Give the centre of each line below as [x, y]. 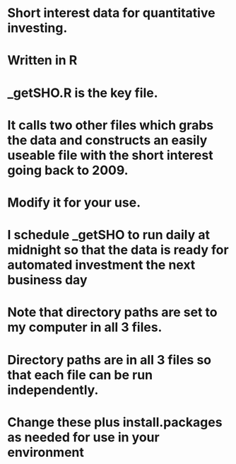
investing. [37, 28]
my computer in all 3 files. [85, 327]
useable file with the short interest [110, 155]
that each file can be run [80, 375]
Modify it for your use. [74, 202]
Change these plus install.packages [115, 422]
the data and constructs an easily [107, 140]
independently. [53, 390]
